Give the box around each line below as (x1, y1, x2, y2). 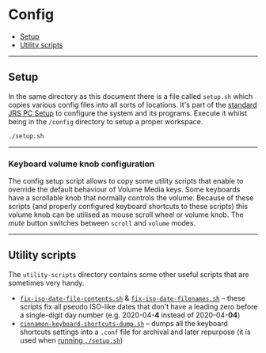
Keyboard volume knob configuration (8, 158, 155, 169)
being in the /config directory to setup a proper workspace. (8, 116, 203, 126)
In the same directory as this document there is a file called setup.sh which (8, 91, 253, 101)
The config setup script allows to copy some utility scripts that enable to (8, 176, 244, 185)
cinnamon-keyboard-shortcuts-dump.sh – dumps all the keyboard (19, 318, 228, 328)
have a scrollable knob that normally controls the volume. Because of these (8, 192, 254, 203)
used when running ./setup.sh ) (19, 335, 123, 345)
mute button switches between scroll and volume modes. (8, 218, 196, 227)
